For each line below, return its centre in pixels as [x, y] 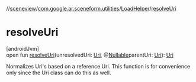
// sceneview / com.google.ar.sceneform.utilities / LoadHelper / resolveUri [91, 9]
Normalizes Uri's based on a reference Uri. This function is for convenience [98, 66]
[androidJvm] [23, 48]
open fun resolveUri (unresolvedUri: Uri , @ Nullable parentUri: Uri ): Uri [90, 55]
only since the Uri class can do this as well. [59, 73]
